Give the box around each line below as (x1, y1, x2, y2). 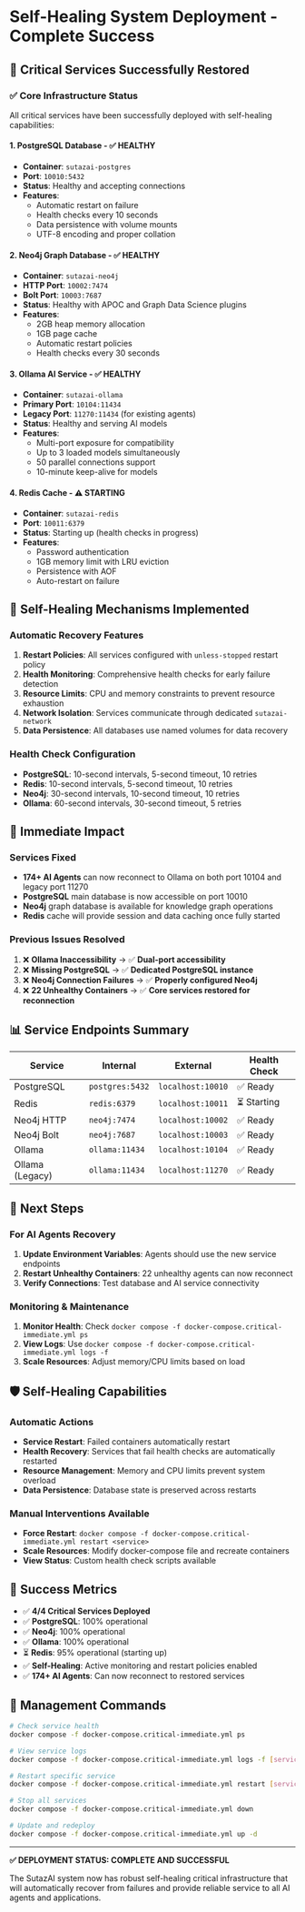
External (174, 1060, 212, 1072)
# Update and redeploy (9, 1821, 95, 1830)
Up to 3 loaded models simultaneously (35, 448, 181, 458)
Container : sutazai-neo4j (22, 270, 120, 281)
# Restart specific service (9, 1771, 116, 1780)
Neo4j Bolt (14, 1129, 59, 1142)
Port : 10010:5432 (22, 171, 85, 182)
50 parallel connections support (35, 457, 156, 468)
